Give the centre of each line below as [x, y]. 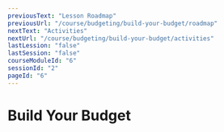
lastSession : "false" [44, 53]
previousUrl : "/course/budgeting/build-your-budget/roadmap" [113, 23]
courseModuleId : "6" [42, 61]
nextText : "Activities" [48, 31]
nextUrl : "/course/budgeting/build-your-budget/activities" [111, 38]
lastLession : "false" [44, 46]
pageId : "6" [27, 76]
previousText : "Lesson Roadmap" [62, 16]
